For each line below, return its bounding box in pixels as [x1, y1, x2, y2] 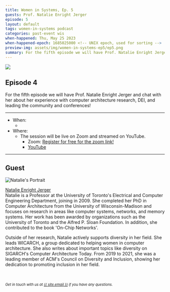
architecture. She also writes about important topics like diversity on [5, 245, 148, 251]
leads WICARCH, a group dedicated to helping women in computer [5, 240, 145, 246]
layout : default [5, 21, 39, 27]
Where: [12, 128, 28, 134]
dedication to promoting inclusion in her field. [5, 262, 100, 268]
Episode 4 [5, 78, 38, 87]
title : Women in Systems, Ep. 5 [5, 7, 73, 13]
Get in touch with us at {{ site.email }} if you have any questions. [5, 282, 113, 287]
